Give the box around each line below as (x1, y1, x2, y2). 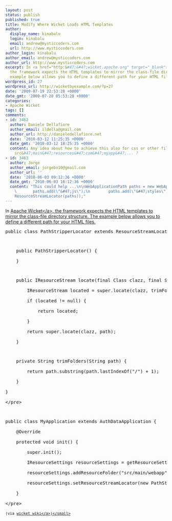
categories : (5, 98, 31, 103)
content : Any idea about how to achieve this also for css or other (10, 146, 159, 151)
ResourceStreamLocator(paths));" (14, 194, 86, 199)
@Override (16, 429, 41, 434)
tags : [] (5, 108, 24, 113)
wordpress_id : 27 (5, 79, 42, 84)
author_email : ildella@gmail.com (10, 127, 81, 132)
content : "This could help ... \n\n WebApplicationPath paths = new (10, 184, 155, 189)
